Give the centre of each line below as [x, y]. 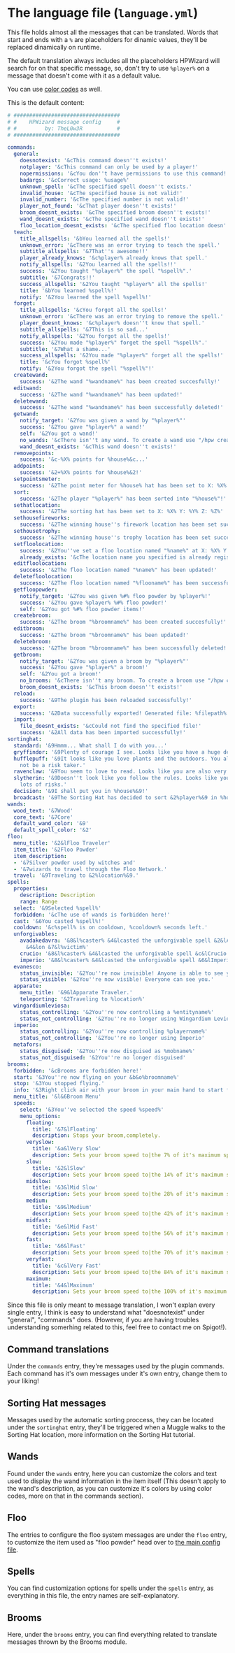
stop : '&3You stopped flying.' [59, 1084]
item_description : [41, 856]
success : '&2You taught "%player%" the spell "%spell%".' [106, 271]
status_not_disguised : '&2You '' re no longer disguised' [103, 1057]
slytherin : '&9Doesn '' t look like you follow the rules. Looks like [115, 778]
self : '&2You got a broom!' [60, 674]
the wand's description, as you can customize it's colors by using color [109, 1488]
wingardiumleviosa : [42, 1006]
